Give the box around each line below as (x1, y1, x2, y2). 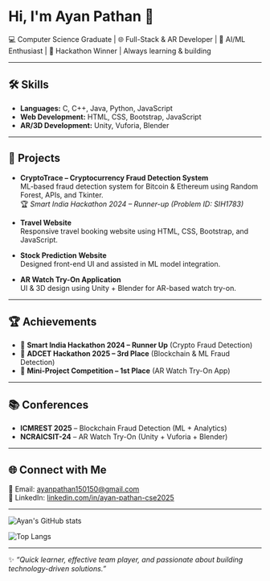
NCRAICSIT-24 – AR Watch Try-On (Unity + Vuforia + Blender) (19, 432, 228, 442)
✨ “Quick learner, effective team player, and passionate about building (8, 555, 243, 564)
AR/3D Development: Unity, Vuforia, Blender (19, 120, 170, 130)
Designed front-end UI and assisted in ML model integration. (19, 259, 221, 268)
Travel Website (19, 218, 72, 227)
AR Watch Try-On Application (19, 274, 121, 284)
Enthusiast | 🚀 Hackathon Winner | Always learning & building (8, 46, 211, 56)
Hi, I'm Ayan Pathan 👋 (8, 7, 154, 26)
